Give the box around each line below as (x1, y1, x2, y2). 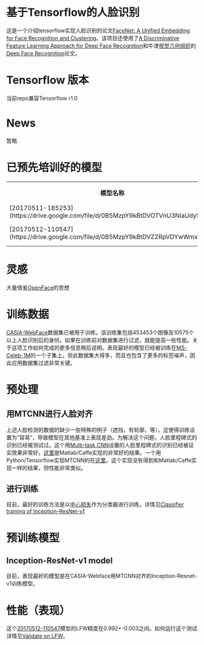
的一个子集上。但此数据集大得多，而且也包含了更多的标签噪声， (30, 351, 190, 359)
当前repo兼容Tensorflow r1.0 (6, 94, 78, 102)
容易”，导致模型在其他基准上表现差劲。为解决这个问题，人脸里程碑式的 (19, 433, 197, 441)
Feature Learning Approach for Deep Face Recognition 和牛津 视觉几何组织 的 (6, 42, 196, 49)
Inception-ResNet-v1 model (6, 556, 113, 566)
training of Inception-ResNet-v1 (6, 507, 85, 515)
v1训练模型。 (6, 580, 38, 587)
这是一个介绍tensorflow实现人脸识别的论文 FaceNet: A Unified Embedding (6, 27, 190, 34)
